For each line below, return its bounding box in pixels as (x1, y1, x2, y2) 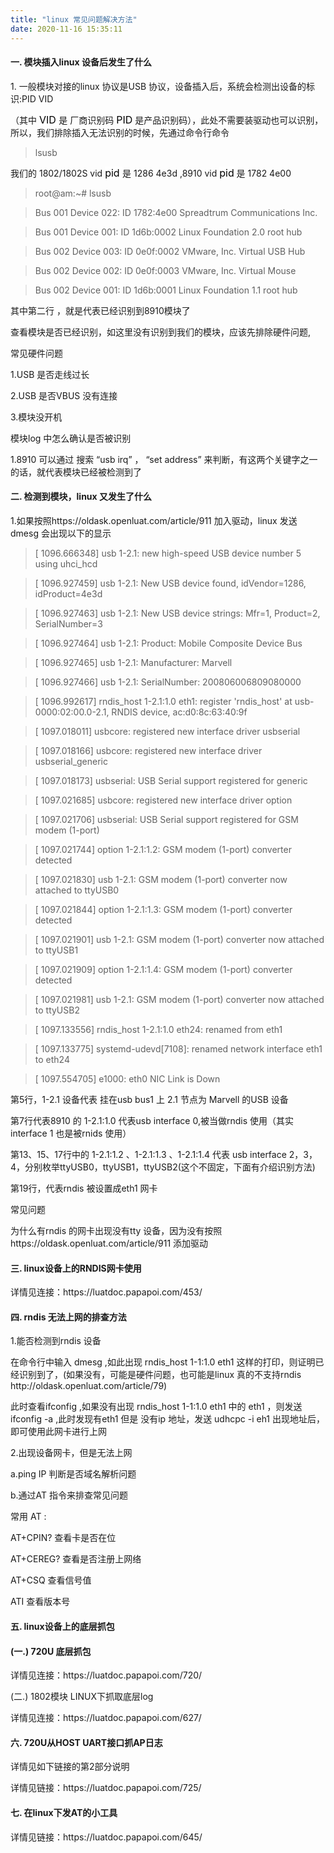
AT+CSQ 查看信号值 (10, 1574, 92, 1586)
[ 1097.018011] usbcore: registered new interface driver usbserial (34, 725, 301, 737)
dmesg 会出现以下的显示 (10, 527, 112, 539)
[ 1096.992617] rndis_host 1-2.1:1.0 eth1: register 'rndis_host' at (34, 695, 293, 707)
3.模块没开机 (10, 411, 63, 423)
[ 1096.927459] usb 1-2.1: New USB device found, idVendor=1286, (34, 577, 307, 589)
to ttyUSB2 (34, 1004, 80, 1016)
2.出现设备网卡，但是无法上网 (10, 1447, 133, 1459)
